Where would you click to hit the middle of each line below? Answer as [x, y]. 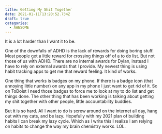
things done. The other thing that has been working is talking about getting [79, 96]
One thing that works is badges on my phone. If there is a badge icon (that [79, 81]
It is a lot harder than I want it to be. [40, 41]
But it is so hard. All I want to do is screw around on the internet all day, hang [81, 111]
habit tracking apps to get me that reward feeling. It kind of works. [71, 71]
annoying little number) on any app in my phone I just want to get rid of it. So [81, 86]
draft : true [17, 18]
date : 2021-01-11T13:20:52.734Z [37, 14]
